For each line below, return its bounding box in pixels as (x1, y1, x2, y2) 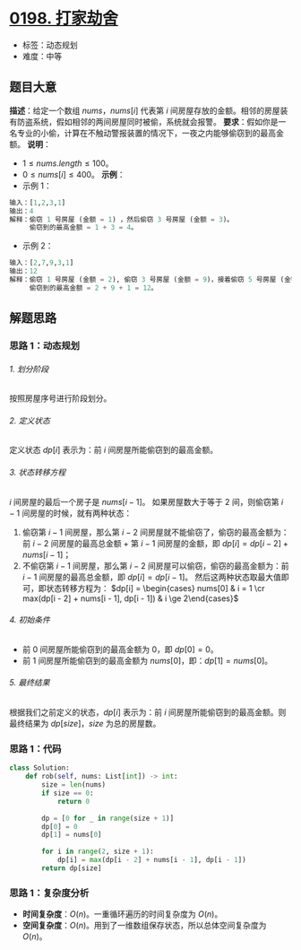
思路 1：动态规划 (9, 340, 81, 353)
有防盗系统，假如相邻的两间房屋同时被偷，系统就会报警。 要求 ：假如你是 (9, 116, 279, 126)
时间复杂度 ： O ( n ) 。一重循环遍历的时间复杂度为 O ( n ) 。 (21, 909, 223, 919)
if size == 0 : (41, 789, 94, 797)
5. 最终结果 (9, 677, 50, 688)
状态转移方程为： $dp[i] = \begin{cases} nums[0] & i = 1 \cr (46, 582, 265, 593)
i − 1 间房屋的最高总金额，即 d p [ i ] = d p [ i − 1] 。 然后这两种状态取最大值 (21, 571, 282, 582)
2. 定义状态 (9, 414, 51, 426)
